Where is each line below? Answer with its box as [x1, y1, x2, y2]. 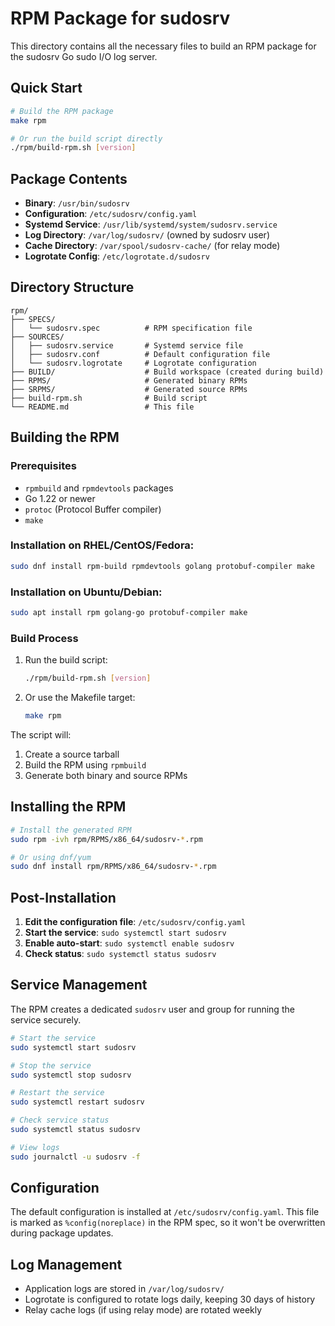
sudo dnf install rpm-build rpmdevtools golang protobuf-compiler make [10, 561, 315, 571]
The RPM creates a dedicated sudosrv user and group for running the [10, 1003, 295, 1015]
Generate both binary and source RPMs [24, 769, 188, 781]
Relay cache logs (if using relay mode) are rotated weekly [24, 1304, 263, 1316]
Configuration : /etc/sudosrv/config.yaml [24, 208, 198, 220]
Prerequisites [10, 459, 77, 473]
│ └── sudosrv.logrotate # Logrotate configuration [10, 358, 257, 368]
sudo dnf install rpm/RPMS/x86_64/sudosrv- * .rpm [10, 862, 217, 872]
